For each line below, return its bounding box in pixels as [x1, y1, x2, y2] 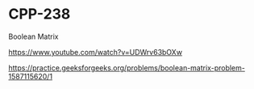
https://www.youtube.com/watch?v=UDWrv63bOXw [8, 47, 183, 57]
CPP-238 [8, 5, 71, 23]
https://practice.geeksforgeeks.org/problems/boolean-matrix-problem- [8, 62, 246, 73]
